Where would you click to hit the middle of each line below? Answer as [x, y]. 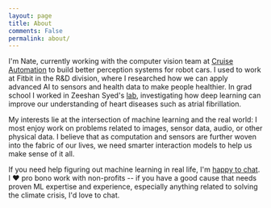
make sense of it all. [42, 154]
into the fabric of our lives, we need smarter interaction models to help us [130, 145]
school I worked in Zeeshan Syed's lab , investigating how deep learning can [135, 96]
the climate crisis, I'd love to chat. [64, 195]
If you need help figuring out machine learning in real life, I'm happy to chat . [134, 169]
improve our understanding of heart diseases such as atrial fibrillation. [125, 104]
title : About [30, 23]
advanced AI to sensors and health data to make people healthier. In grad [130, 87]
